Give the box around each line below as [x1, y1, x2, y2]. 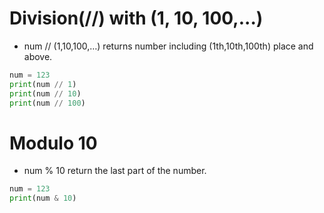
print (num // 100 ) [9, 98, 86, 108]
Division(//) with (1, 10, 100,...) [9, 7, 264, 30]
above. [23, 50, 53, 62]
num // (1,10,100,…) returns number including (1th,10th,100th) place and [23, 40, 314, 52]
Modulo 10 [9, 132, 98, 154]
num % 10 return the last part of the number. [23, 165, 207, 177]
